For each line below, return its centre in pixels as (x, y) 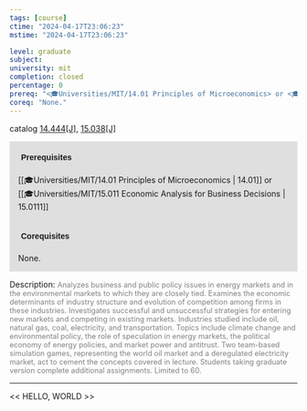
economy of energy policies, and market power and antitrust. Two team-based (145, 345)
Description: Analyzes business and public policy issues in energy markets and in (152, 284)
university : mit (40, 68)
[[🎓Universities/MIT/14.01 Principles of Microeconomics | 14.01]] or (145, 180)
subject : (26, 60)
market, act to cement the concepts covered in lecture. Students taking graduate (148, 362)
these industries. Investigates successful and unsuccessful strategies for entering (150, 310)
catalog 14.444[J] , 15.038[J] (63, 128)
